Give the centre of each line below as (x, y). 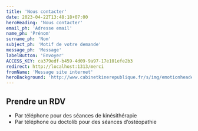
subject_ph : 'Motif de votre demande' (54, 45)
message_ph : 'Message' (34, 50)
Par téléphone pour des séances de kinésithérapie (76, 115)
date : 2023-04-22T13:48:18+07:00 (47, 17)
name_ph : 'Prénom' (29, 34)
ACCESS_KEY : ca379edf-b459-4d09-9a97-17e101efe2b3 (70, 61)
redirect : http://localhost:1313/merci (55, 66)
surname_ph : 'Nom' (29, 39)
